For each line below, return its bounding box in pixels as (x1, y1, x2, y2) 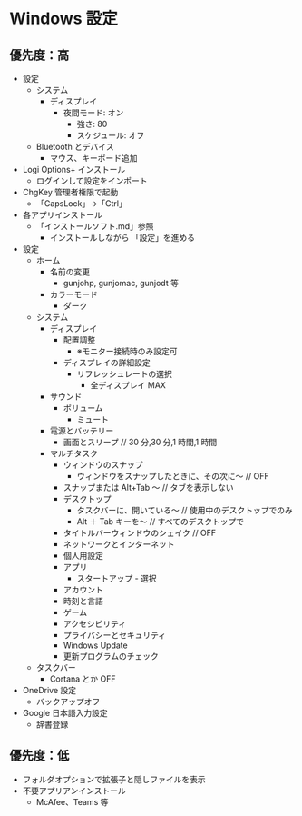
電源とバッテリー (49, 425, 114, 436)
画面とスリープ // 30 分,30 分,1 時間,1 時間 (63, 437, 218, 447)
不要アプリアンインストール (22, 785, 126, 796)
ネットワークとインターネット (63, 539, 175, 550)
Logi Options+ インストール (22, 164, 126, 174)
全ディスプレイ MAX (90, 380, 166, 391)
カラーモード (49, 289, 98, 300)
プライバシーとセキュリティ (63, 630, 167, 641)
